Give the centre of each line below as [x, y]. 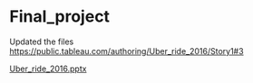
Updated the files [42, 41]
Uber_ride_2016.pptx [48, 69]
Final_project [60, 17]
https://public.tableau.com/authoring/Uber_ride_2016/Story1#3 [126, 51]
